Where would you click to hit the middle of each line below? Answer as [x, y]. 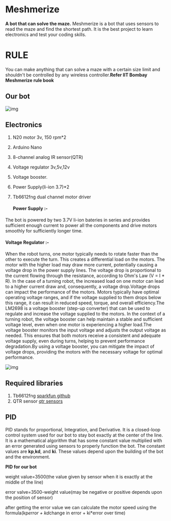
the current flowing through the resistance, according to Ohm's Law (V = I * [85, 276]
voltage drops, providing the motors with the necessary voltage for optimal [84, 351]
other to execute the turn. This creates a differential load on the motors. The [85, 259]
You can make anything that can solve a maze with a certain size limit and [83, 69]
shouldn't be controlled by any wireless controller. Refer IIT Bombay [76, 75]
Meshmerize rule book [30, 80]
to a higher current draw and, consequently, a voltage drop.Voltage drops [83, 286]
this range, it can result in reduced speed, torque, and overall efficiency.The [85, 303]
